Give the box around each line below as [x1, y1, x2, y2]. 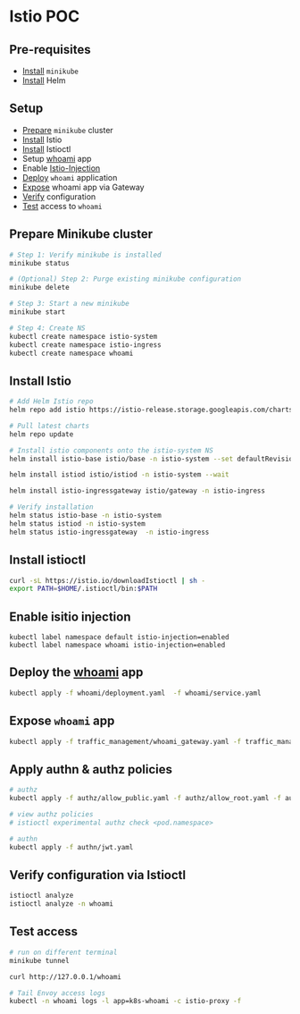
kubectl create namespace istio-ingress [9, 340, 162, 350]
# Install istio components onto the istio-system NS [9, 445, 214, 455]
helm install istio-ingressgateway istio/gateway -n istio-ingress [9, 486, 266, 495]
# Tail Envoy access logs [9, 988, 105, 998]
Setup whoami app [21, 153, 92, 164]
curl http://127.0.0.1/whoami [9, 972, 122, 981]
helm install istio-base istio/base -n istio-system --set [9, 454, 234, 463]
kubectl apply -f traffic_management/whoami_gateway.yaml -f [9, 737, 242, 746]
